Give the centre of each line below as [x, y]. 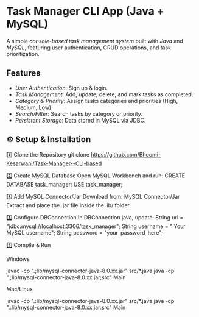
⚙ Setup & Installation [49, 139]
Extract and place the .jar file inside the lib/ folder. [68, 205]
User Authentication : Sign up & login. [61, 88]
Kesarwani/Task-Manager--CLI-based [54, 163]
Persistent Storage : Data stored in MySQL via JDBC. [80, 120]
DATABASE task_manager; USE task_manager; [65, 184]
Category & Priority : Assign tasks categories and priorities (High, [96, 101]
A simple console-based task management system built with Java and [95, 41]
